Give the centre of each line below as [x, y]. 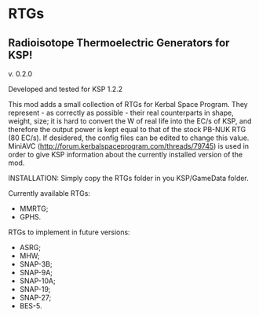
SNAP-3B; [36, 264]
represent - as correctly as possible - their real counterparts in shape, [121, 112]
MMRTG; [34, 208]
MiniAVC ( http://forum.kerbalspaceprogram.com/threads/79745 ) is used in [129, 146]
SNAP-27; [35, 297]
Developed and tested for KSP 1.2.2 [66, 89]
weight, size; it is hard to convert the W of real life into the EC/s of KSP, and [130, 121]
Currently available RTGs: [49, 193]
